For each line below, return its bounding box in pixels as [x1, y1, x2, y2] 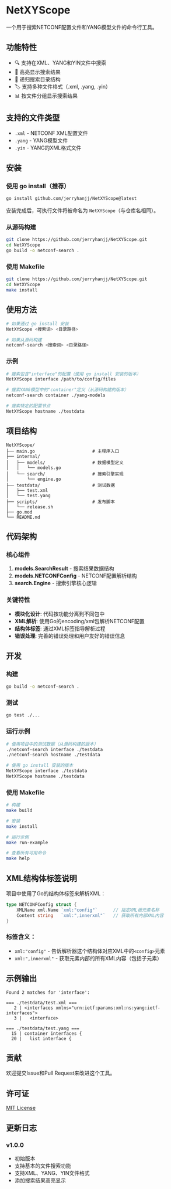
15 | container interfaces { [11, 1030, 82, 1037]
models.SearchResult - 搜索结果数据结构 [14, 565, 115, 572]
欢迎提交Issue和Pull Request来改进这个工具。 [6, 1069, 116, 1076]
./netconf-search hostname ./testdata [6, 752, 100, 758]
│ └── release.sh [6, 504, 54, 510]
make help [6, 855, 30, 862]
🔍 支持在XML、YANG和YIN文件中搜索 [14, 59, 107, 66]
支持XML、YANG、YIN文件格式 [14, 1169, 90, 1176]
